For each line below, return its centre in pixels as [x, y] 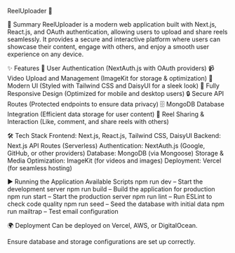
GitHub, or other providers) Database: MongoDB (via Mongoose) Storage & [116, 153]
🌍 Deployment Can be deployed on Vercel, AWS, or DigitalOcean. [102, 225]
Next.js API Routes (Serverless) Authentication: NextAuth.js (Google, [106, 146]
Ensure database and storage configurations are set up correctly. [101, 241]
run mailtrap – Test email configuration [63, 211]
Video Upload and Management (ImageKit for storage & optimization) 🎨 [110, 78]
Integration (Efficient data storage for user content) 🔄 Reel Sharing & [106, 114]
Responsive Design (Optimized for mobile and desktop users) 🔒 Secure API [116, 94]
